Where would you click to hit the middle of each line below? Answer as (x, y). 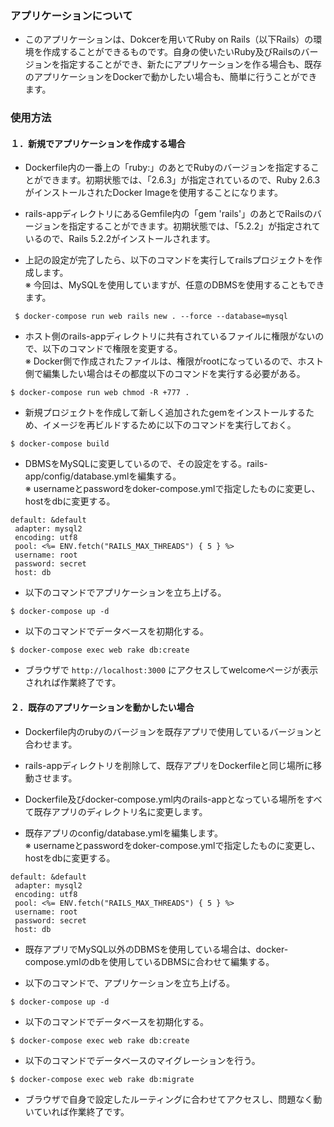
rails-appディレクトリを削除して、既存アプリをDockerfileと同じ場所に (169, 765)
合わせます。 (51, 744)
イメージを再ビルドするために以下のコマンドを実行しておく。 (169, 425)
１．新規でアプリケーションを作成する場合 (98, 143)
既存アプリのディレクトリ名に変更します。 (120, 811)
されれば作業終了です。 (73, 683)
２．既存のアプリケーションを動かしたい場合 (102, 708)
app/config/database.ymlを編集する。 (103, 476)
